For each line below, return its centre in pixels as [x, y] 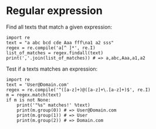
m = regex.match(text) [34, 95]
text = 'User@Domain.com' [38, 85]
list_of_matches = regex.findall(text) [55, 53]
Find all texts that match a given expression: [59, 27]
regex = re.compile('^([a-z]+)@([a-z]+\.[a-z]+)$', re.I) [78, 90]
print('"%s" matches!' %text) [54, 105]
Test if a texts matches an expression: [52, 69]
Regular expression [54, 11]
